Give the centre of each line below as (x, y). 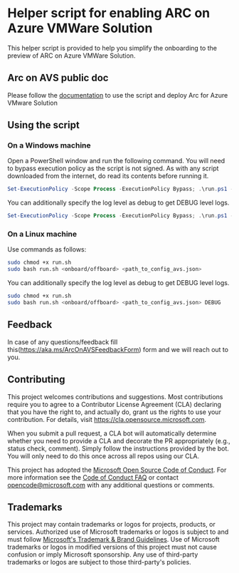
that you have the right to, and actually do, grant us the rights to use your (115, 412)
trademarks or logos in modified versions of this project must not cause (112, 547)
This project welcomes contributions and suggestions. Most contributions (115, 396)
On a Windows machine (49, 145)
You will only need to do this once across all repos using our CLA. (103, 456)
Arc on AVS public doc (58, 78)
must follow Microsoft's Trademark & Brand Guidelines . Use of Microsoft (113, 540)
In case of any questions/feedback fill (63, 342)
